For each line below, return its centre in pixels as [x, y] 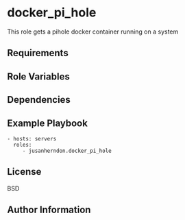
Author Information [49, 210]
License [24, 172]
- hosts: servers [32, 138]
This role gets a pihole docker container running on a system [93, 32]
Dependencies [39, 100]
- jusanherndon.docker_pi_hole [67, 151]
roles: [23, 145]
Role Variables [38, 76]
